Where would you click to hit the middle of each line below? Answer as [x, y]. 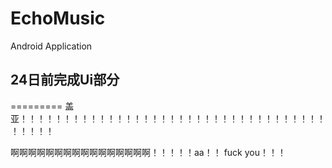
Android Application [51, 46]
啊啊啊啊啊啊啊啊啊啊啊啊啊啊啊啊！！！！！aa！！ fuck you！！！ [148, 152]
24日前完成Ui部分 [65, 80]
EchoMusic [58, 18]
